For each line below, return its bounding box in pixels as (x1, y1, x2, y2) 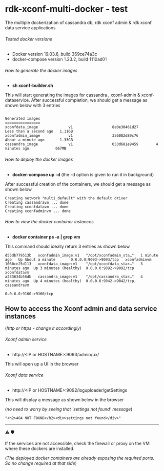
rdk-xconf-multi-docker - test (5, 3, 128, 15)
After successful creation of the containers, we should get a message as (5, 181, 151, 187)
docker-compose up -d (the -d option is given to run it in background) (12, 171, 154, 177)
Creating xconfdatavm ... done (5, 204, 69, 209)
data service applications (5, 24, 56, 30)
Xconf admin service (5, 336, 47, 343)
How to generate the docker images (5, 67, 78, 73)
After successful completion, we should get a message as (31, 97, 147, 103)
